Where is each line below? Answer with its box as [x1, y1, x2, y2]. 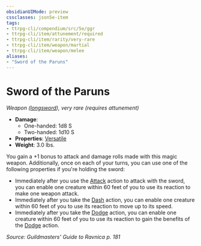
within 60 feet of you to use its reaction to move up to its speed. [14, 203, 173, 210]
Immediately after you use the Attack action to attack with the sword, [14, 177, 185, 184]
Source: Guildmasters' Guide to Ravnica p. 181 [6, 233, 121, 241]
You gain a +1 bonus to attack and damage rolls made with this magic [6, 153, 178, 160]
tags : [6, 20, 20, 26]
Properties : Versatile [14, 135, 67, 142]
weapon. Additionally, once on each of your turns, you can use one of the [6, 159, 188, 166]
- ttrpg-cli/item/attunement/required [6, 31, 103, 37]
